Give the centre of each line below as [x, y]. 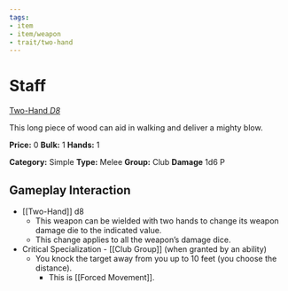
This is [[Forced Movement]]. [101, 277]
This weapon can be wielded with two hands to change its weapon [157, 221]
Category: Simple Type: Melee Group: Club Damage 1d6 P [117, 162]
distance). [54, 268]
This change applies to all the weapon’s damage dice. [133, 240]
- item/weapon [35, 34]
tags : [19, 17]
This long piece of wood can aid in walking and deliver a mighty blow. [136, 128]
